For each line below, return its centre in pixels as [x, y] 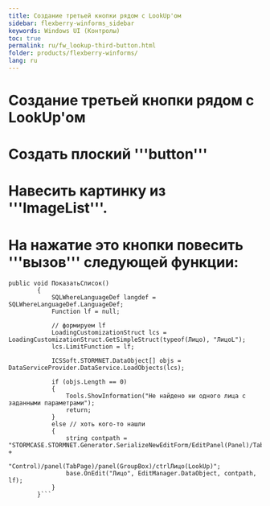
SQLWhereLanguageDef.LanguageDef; [66, 305]
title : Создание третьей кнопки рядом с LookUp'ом [95, 16]
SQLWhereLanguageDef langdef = [104, 298]
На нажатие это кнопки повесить [126, 245]
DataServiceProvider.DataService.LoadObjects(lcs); [96, 368]
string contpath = [96, 438]
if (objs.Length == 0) [89, 382]
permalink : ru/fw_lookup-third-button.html [82, 46]
